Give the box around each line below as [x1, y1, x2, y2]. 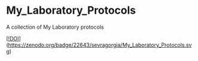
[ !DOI [6, 35, 19, 42]
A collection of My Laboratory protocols [6, 23, 104, 30]
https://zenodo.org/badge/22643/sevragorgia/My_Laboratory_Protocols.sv [8, 41, 192, 48]
